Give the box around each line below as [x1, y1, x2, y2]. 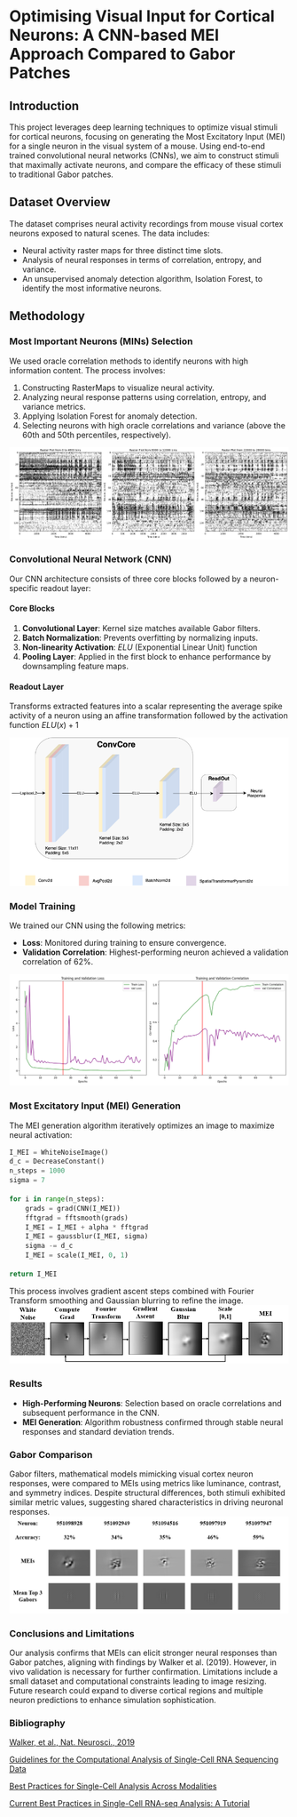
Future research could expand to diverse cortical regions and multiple [9, 1685, 263, 1696]
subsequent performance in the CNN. [21, 1407, 160, 1418]
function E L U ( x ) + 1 [9, 720, 79, 731]
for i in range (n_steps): [9, 1194, 105, 1204]
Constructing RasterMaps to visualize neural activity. [21, 382, 215, 393]
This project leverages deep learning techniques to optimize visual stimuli [9, 122, 277, 132]
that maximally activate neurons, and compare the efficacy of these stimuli [9, 160, 282, 170]
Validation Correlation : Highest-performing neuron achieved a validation [21, 947, 289, 957]
